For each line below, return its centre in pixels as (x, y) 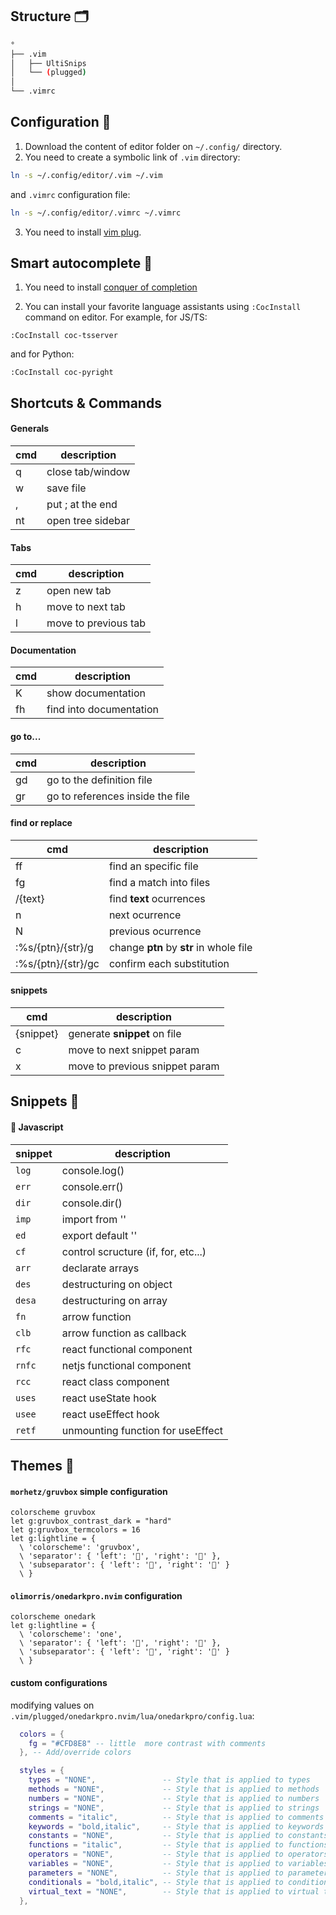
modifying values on (52, 1705)
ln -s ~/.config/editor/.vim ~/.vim (86, 175)
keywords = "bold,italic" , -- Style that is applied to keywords (176, 1826)
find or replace (41, 823)
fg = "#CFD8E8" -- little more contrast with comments (147, 1743)
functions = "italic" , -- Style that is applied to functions (178, 1845)
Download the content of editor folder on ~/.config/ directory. (153, 146)
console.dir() (92, 1203)
